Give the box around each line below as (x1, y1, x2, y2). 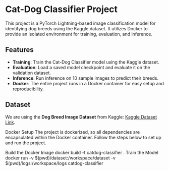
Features (5, 45, 34, 54)
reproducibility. (12, 86, 44, 92)
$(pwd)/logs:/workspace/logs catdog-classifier (5, 160, 103, 166)
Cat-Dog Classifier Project (5, 4, 118, 15)
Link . (5, 119, 16, 125)
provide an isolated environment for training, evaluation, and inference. (5, 31, 153, 37)
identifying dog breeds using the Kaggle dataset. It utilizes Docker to (5, 25, 148, 31)
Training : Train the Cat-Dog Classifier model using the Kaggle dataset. (12, 59, 159, 65)
